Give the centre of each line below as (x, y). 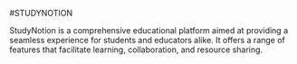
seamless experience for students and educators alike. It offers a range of (147, 40)
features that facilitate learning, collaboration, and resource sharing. (136, 50)
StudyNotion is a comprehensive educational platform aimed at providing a (148, 30)
